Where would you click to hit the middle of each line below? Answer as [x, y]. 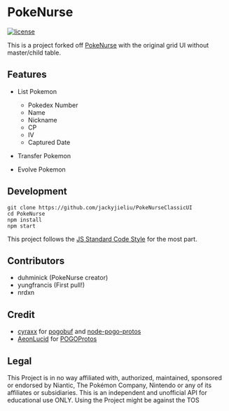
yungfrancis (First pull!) [51, 285]
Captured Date [49, 142]
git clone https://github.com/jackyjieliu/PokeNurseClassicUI [100, 207]
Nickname [42, 120]
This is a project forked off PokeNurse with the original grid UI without [108, 45]
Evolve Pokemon [42, 169]
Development [37, 191]
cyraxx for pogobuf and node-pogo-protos [79, 332]
